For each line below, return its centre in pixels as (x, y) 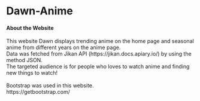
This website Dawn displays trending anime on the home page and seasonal (100, 41)
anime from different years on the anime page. (63, 48)
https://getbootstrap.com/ (38, 92)
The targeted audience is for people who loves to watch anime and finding (98, 66)
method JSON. (25, 60)
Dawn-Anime (40, 11)
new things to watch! (32, 73)
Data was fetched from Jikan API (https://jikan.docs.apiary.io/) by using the (99, 54)
